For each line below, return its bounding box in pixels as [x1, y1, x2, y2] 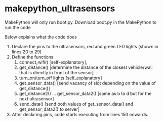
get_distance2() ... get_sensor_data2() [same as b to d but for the [19, 91, 152, 96]
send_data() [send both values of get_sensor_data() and [19, 101, 133, 107]
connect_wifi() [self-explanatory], [19, 59, 87, 65]
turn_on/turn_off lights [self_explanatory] [19, 75, 102, 81]
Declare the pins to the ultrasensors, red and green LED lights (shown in [11, 43, 159, 49]
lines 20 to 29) [11, 49, 41, 55]
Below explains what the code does [4, 34, 77, 40]
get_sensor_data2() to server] [19, 106, 80, 112]
